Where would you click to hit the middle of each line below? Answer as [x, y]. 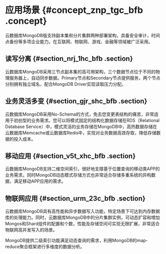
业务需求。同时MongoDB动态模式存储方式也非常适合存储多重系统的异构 [78, 175]
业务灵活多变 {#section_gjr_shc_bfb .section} [76, 101]
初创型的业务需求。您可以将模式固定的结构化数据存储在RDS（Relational [87, 120]
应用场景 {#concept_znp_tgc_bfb [74, 10]
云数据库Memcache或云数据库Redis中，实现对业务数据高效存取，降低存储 [81, 132]
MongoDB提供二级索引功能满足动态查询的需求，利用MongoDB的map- [77, 241]
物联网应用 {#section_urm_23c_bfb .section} [75, 198]
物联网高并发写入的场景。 [31, 230]
